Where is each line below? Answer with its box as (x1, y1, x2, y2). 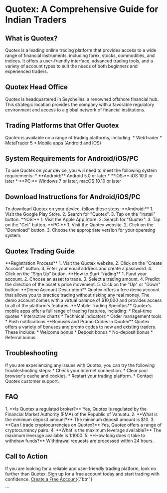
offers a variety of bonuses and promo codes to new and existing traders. (5, 324, 157, 330)
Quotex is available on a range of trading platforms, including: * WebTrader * (5, 134, 162, 140)
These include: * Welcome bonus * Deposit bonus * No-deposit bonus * (5, 329, 153, 335)
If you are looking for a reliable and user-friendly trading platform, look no (5, 466, 156, 472)
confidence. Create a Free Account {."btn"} (5, 476, 93, 482)
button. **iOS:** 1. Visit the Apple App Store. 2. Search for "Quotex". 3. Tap (5, 216, 161, 223)
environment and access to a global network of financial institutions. (5, 106, 146, 113)
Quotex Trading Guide (5, 247, 75, 255)
